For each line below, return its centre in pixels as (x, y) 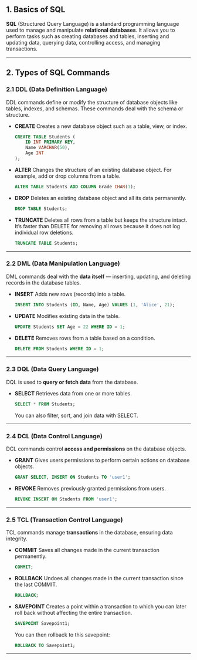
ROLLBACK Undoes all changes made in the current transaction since (99, 578)
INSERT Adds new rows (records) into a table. (70, 294)
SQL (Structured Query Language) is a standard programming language (93, 23)
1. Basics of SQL (36, 10)
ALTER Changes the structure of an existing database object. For (93, 170)
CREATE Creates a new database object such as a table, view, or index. (101, 126)
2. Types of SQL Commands (58, 73)
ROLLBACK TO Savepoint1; (45, 645)
